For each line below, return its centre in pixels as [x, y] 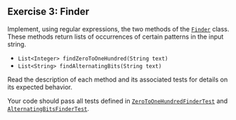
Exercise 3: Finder [48, 12]
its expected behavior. [40, 87]
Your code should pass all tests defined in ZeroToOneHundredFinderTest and [118, 101]
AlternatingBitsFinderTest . [48, 108]
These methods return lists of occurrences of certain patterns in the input [116, 36]
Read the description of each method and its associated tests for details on [118, 79]
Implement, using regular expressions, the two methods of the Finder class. [118, 29]
